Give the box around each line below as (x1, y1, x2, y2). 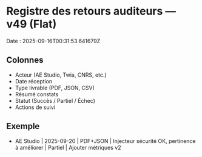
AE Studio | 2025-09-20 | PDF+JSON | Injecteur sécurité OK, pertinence (15, 137, 196, 144)
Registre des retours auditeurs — (6, 4, 177, 18)
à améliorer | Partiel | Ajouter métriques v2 (15, 144, 121, 151)
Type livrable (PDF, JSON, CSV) (15, 84, 95, 91)
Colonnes (6, 55, 44, 65)
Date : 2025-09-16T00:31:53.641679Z (6, 37, 101, 44)
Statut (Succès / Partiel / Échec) (15, 97, 96, 104)
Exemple (6, 121, 40, 131)
